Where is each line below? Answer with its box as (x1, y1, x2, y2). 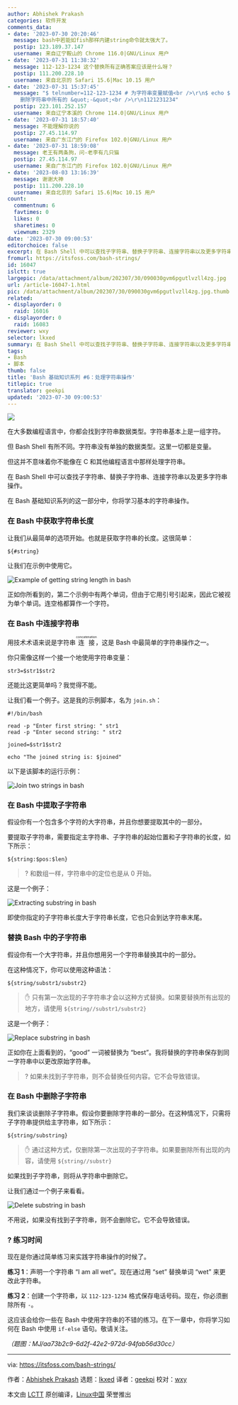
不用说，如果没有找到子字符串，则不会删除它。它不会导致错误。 (7, 1215, 193, 1224)
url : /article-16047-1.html (7, 281, 91, 289)
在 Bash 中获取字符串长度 (7, 516, 94, 526)
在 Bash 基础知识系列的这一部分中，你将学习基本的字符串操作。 (7, 497, 193, 505)
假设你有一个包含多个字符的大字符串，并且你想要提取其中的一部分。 (7, 818, 206, 827)
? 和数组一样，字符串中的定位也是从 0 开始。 (24, 869, 156, 878)
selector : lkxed (7, 334, 55, 341)
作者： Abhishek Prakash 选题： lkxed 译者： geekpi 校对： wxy (7, 1375, 188, 1384)
